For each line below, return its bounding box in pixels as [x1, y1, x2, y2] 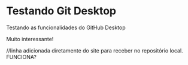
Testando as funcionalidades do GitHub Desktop [6, 24, 126, 31]
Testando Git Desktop [6, 4, 117, 18]
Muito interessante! [6, 35, 54, 42]
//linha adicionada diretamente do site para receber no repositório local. [6, 47, 184, 54]
